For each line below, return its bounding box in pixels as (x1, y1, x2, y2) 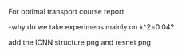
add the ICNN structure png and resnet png (8, 37, 152, 47)
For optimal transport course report (8, 7, 125, 16)
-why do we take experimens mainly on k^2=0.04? (8, 22, 174, 31)
